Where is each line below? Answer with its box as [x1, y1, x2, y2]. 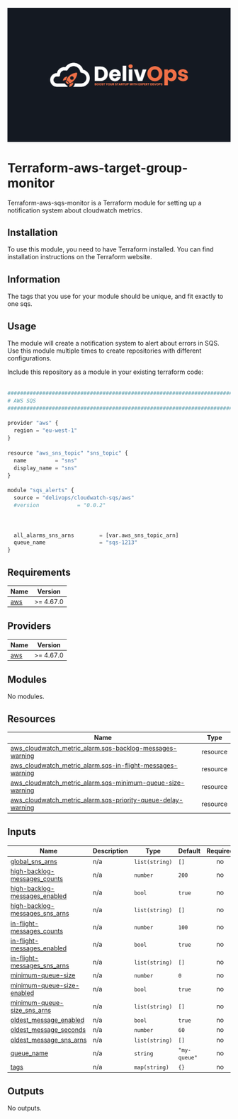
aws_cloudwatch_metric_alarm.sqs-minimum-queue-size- [10, 778, 186, 787]
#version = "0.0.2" [13, 502, 106, 509]
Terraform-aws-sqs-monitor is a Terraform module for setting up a [7, 198, 202, 207]
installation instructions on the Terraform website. [7, 253, 152, 261]
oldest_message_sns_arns [10, 1035, 87, 1044]
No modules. [7, 692, 45, 701]
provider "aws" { [7, 419, 59, 427]
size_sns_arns [10, 1006, 52, 1014]
